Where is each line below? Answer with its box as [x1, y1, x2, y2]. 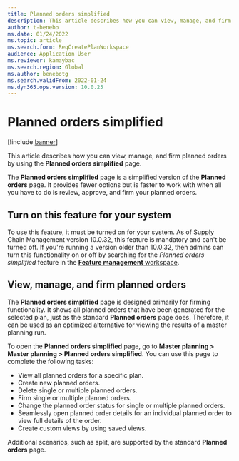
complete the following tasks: [7, 357, 94, 365]
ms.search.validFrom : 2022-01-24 [7, 76, 107, 84]
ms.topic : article [7, 37, 62, 44]
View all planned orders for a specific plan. [17, 370, 144, 379]
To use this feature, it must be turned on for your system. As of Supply [7, 228, 215, 236]
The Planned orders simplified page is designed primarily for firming [7, 298, 211, 306]
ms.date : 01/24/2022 [7, 30, 69, 38]
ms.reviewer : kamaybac [7, 57, 75, 64]
